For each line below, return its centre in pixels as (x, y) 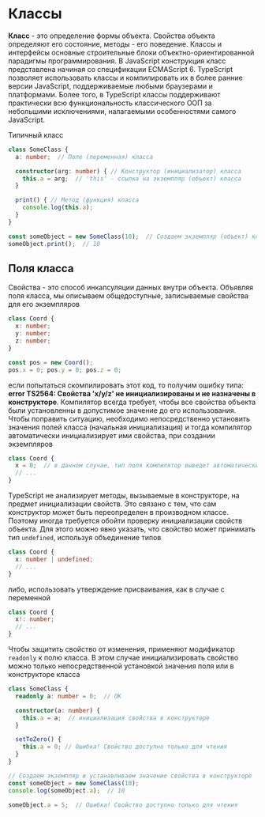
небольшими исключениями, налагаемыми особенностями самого (122, 111)
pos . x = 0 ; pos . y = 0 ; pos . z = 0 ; (65, 370)
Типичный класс (36, 134)
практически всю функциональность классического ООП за (110, 103)
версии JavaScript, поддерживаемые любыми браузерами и (110, 86)
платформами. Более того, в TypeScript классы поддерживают (114, 94)
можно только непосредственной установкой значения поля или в (121, 666)
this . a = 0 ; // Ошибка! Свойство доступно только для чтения (125, 747)
